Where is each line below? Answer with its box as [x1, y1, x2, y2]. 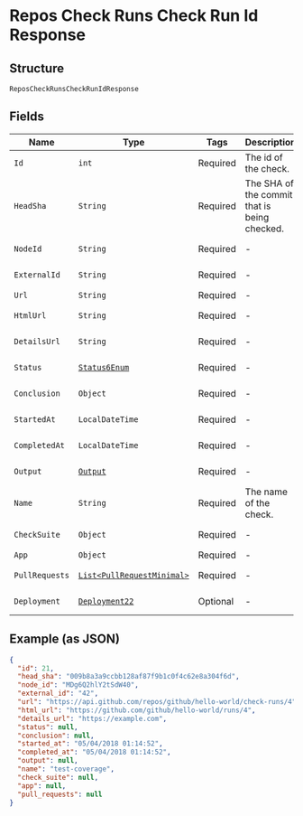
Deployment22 [78, 596, 134, 606]
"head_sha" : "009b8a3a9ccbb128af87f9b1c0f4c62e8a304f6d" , [17, 672, 241, 681]
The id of [244, 151, 283, 164]
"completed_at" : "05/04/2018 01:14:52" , [17, 747, 171, 757]
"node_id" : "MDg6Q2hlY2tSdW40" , [17, 680, 140, 689]
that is [244, 200, 271, 212]
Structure [9, 61, 65, 76]
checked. [244, 222, 284, 235]
